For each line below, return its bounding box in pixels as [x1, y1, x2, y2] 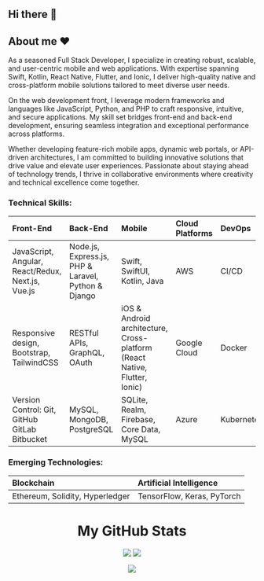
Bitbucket [12, 433, 47, 444]
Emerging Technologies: [8, 457, 104, 468]
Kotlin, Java [121, 275, 164, 286]
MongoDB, [69, 414, 108, 425]
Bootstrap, [12, 347, 51, 358]
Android [121, 312, 151, 323]
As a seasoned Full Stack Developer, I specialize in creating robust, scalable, [8, 56, 256, 65]
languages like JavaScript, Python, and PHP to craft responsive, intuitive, [8, 104, 244, 114]
